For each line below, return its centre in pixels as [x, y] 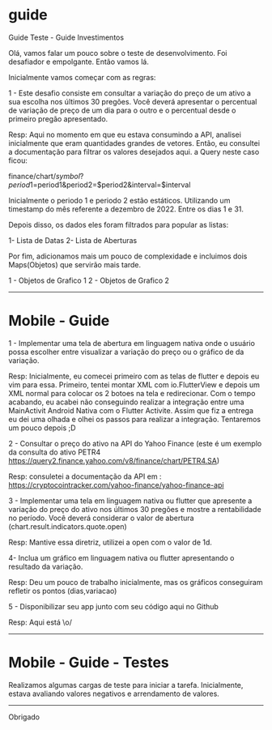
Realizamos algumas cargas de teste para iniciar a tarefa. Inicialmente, [126, 685]
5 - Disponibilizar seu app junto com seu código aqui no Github [113, 606]
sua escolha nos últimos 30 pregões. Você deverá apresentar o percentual [133, 101]
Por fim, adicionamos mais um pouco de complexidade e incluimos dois [128, 256]
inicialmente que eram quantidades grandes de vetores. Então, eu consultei [134, 143]
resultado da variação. [46, 566]
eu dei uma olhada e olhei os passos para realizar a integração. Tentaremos [135, 419]
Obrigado [24, 717]
